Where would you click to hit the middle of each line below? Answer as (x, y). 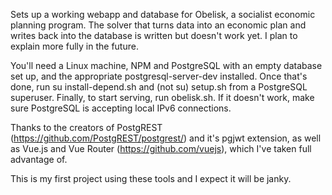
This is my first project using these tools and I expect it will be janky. (151, 178)
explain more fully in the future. (74, 46)
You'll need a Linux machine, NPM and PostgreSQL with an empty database (166, 65)
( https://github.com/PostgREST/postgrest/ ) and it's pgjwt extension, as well (166, 138)
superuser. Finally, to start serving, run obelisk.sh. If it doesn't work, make (162, 97)
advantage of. (39, 159)
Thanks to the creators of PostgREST (86, 127)
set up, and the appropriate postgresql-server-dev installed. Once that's (159, 76)
